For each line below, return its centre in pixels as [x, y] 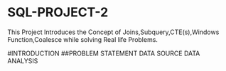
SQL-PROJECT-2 [58, 12]
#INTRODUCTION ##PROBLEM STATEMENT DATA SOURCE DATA [104, 53]
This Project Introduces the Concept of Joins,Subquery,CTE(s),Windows [113, 32]
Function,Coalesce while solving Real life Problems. [83, 39]
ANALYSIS [23, 60]
